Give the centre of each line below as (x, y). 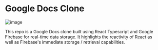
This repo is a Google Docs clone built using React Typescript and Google (79, 31)
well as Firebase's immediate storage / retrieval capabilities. (65, 42)
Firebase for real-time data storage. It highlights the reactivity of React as (79, 37)
